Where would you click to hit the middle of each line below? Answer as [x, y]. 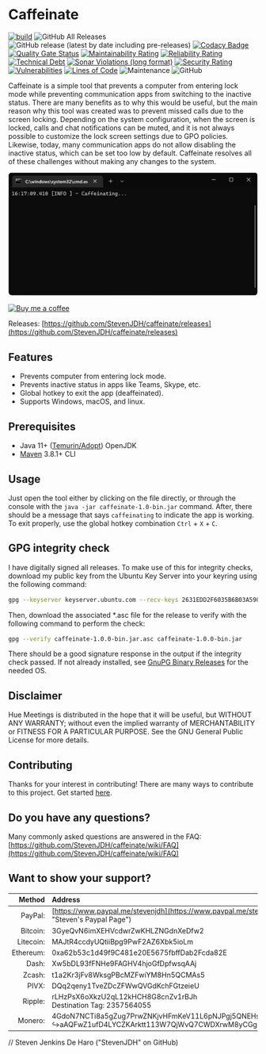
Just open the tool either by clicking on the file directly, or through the [122, 498]
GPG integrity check [59, 548]
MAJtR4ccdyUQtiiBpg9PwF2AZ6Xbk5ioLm [122, 941]
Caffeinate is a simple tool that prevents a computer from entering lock [123, 86]
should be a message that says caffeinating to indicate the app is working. [131, 515]
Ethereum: [28, 952]
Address [66, 900]
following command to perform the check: [77, 623]
